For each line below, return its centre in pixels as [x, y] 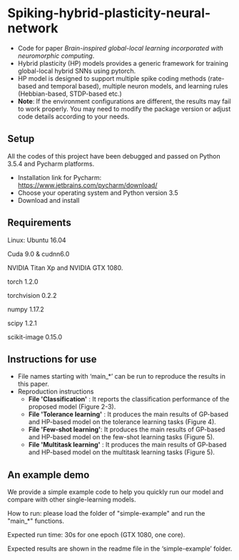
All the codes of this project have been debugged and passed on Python [114, 156]
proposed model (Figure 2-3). [72, 407]
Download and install [49, 200]
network [33, 28]
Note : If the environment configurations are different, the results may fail [124, 101]
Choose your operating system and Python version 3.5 [98, 192]
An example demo [49, 475]
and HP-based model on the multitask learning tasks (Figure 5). [122, 452]
